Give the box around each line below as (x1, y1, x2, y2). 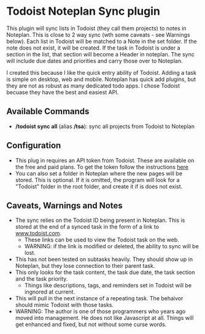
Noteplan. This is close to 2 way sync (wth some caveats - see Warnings (6, 31, 190, 38)
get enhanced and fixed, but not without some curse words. (15, 321, 167, 328)
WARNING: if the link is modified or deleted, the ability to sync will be (24, 243, 199, 250)
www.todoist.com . (15, 230, 62, 237)
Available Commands (6, 106, 90, 117)
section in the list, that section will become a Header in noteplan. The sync (6, 50, 195, 58)
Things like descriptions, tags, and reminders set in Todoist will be (24, 282, 192, 289)
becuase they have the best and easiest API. (6, 88, 119, 96)
